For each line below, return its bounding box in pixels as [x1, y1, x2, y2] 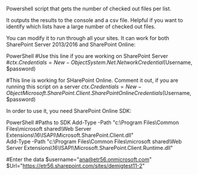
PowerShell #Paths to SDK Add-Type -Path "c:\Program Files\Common [6, 119, 179, 126]
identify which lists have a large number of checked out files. [6, 23, 156, 30]
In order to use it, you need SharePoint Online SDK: [6, 108, 132, 114]
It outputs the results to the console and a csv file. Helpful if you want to [6, 17, 183, 23]
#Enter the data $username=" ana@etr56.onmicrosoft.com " [6, 156, 152, 163]
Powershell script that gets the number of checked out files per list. [6, 5, 172, 12]
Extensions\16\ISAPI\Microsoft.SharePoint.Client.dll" [6, 131, 134, 139]
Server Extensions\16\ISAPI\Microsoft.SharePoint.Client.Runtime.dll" [6, 145, 173, 151]
